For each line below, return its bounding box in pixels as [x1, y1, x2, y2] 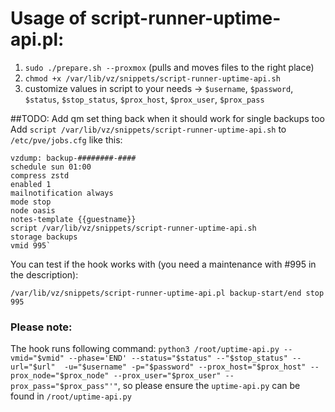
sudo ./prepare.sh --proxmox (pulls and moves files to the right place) [24, 61, 315, 73]
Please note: [10, 320, 73, 334]
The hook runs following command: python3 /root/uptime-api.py [10, 343, 280, 355]
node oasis [10, 205, 56, 216]
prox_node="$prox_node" [10, 371, 110, 381]
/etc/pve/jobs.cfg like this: [10, 133, 123, 146]
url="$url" [10, 362, 56, 372]
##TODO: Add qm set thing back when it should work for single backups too [10, 112, 325, 124]
